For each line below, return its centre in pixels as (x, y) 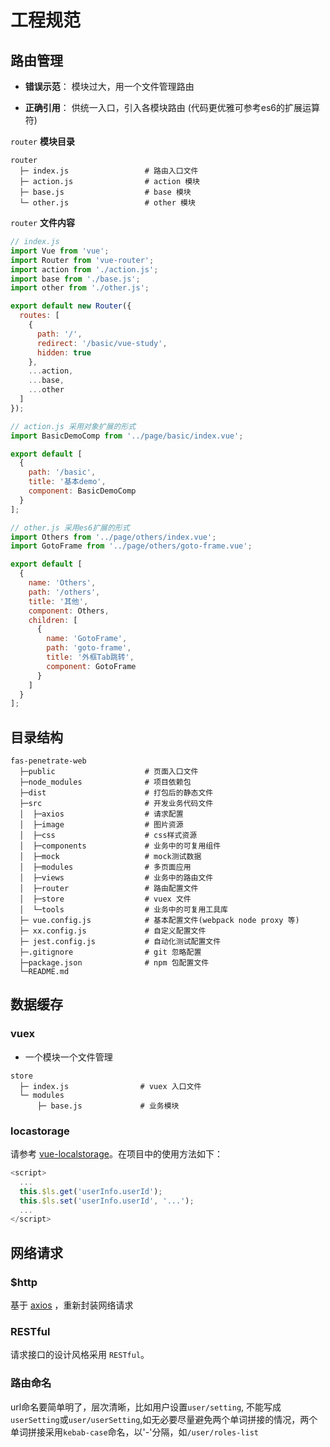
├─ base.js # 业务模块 (108, 1106)
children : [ (53, 620)
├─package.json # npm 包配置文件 (114, 963)
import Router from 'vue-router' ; (82, 260)
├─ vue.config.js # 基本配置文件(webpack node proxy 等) (159, 921)
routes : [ (39, 316)
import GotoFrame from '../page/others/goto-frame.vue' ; (131, 546)
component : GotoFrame (91, 666)
